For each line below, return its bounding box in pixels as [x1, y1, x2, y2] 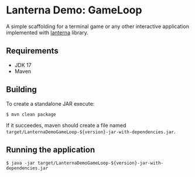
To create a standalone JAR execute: [6, 100, 95, 107]
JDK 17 [14, 61, 32, 68]
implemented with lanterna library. [6, 29, 89, 36]
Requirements [6, 46, 59, 56]
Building [6, 85, 37, 95]
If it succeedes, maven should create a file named [6, 122, 126, 129]
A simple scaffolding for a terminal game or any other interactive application [6, 23, 189, 30]
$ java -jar [6, 160, 35, 166]
